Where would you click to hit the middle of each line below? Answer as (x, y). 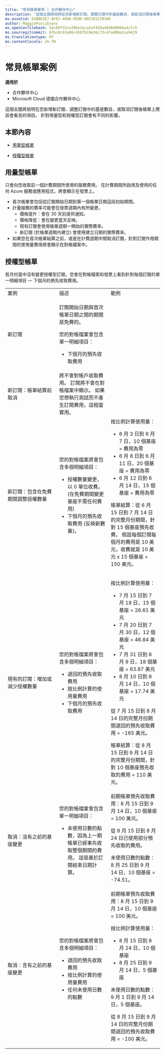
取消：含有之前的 (27, 965)
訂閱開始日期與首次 (82, 308)
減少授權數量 (23, 686)
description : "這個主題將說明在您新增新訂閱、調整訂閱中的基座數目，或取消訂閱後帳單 (83, 14)
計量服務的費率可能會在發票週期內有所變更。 (57, 208)
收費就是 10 (134, 549)
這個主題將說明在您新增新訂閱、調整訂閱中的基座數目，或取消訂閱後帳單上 (80, 109)
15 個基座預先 (133, 527)
